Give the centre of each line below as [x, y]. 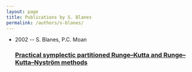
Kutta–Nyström [37, 62]
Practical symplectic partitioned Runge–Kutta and [88, 55]
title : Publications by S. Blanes [49, 17]
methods [74, 62]
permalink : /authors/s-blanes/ [45, 23]
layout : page [22, 12]
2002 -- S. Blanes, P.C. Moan [51, 40]
